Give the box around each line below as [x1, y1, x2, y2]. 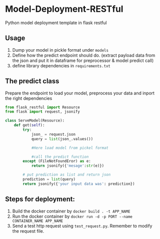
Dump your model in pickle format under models [12, 47, 109, 53]
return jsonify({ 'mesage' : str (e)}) [31, 163, 105, 168]
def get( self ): [14, 123, 45, 128]
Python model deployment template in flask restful [5, 20, 107, 26]
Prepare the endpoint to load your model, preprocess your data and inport [5, 90, 155, 96]
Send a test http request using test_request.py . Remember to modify [12, 223, 153, 229]
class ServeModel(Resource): [5, 118, 65, 123]
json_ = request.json [31, 132, 76, 137]
